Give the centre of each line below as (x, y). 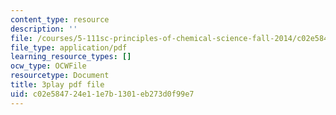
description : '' (44, 29)
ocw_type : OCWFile (48, 66)
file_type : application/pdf (69, 47)
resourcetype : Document (60, 76)
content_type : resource (60, 19)
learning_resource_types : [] (71, 57)
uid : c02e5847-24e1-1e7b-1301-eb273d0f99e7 (102, 94)
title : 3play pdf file (57, 85)
